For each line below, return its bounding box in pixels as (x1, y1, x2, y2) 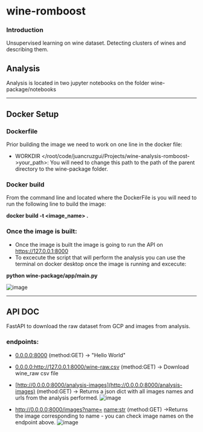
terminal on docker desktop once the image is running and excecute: (14, 260, 187, 267)
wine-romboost (6, 4, 86, 18)
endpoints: (6, 338, 39, 346)
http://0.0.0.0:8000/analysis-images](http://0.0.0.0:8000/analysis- (17, 381, 182, 389)
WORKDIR (14, 152, 40, 159)
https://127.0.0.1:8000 (14, 247, 68, 255)
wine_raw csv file (14, 369, 59, 376)
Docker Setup (6, 109, 59, 119)
